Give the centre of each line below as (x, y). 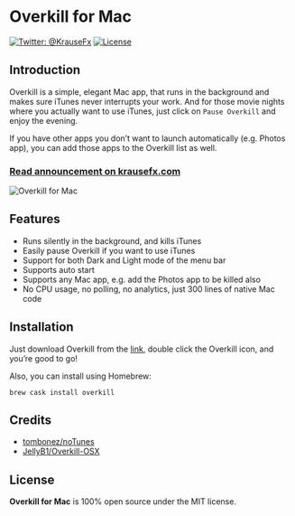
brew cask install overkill (62, 392)
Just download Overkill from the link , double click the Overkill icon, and (142, 349)
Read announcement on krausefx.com (95, 171)
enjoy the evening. (44, 120)
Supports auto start (58, 269)
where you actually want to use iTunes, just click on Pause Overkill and (143, 111)
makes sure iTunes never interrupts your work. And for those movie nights (147, 101)
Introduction (45, 70)
